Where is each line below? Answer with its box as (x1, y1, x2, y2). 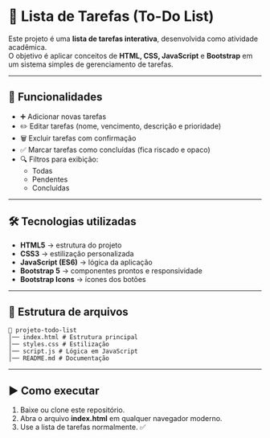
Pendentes (31, 174, 68, 184)
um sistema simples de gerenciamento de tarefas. (8, 59, 174, 69)
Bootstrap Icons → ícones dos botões (19, 274, 146, 284)
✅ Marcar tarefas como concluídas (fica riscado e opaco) (19, 145, 211, 154)
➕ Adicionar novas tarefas (19, 112, 107, 121)
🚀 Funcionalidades (8, 90, 103, 104)
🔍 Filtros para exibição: (19, 154, 99, 164)
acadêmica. (8, 42, 47, 51)
